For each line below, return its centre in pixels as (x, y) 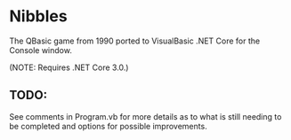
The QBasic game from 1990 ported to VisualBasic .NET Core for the (135, 41)
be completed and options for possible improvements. (108, 126)
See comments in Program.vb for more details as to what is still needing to (145, 116)
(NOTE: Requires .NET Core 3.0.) (69, 67)
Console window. (41, 50)
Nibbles (39, 16)
